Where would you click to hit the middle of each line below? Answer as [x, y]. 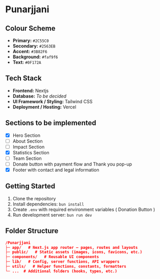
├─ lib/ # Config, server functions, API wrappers [62, 262]
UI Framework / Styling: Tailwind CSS [52, 101]
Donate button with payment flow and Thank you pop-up [72, 164]
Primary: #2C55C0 [31, 40]
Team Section [27, 158]
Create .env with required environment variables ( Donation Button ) [84, 209]
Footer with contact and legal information [56, 170]
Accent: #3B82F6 [30, 51]
